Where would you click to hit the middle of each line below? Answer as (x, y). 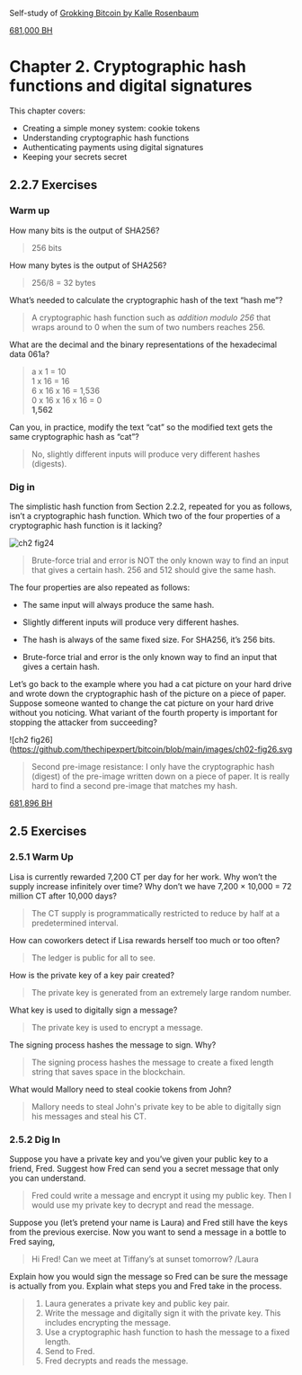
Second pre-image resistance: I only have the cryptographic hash (153, 766)
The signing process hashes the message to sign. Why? (113, 1045)
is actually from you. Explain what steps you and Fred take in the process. (146, 1286)
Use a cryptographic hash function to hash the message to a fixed (167, 1332)
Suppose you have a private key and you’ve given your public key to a (139, 1158)
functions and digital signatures (131, 86)
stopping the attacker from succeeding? (83, 722)
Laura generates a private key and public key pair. (137, 1303)
